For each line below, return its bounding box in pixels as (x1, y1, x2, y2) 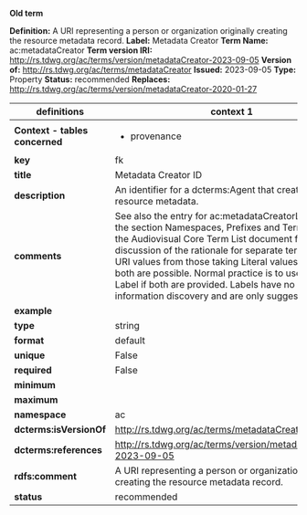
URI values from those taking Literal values (114, 256, 299, 268)
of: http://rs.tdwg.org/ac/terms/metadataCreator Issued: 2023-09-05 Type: (9, 64, 297, 75)
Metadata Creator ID (114, 169, 203, 181)
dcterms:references (14, 444, 102, 456)
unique (14, 349, 46, 362)
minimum (14, 379, 57, 391)
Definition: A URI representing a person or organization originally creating (9, 26, 288, 36)
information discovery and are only (114, 289, 265, 302)
